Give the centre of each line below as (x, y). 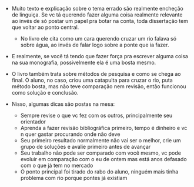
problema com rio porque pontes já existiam (74, 178)
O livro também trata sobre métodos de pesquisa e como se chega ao (96, 74)
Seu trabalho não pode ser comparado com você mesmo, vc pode (101, 153)
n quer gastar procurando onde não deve (70, 134)
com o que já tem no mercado (57, 165)
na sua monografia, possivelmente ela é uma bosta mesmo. (84, 62)
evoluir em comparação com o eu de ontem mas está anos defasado (103, 159)
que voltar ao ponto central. (45, 27)
